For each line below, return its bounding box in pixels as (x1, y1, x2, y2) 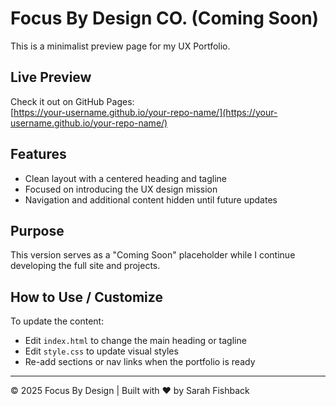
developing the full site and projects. (10, 260, 161, 272)
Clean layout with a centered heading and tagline (24, 172, 227, 184)
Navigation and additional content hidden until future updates (24, 193, 278, 206)
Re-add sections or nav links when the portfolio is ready (24, 356, 256, 368)
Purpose (10, 222, 65, 239)
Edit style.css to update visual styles (24, 345, 179, 357)
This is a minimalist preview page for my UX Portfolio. (10, 40, 231, 52)
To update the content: (10, 315, 105, 327)
